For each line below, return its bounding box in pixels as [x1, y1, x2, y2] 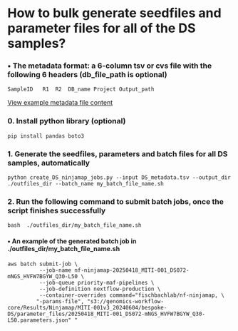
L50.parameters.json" [7, 316, 72, 324]
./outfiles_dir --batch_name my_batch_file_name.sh [7, 180, 164, 188]
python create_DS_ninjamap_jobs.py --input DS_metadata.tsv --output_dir [7, 174, 232, 181]
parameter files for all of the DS [7, 20, 196, 36]
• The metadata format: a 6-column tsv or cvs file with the [7, 61, 212, 71]
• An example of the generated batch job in [7, 237, 137, 245]
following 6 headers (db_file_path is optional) [7, 70, 167, 80]
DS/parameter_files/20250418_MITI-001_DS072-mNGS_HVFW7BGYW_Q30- [7, 310, 205, 317]
